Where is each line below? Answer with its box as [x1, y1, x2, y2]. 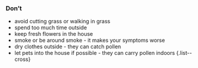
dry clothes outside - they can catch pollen [14, 43, 122, 50]
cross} [14, 55, 31, 63]
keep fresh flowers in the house [14, 30, 93, 38]
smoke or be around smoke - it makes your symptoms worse [14, 37, 166, 44]
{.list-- [176, 50, 192, 57]
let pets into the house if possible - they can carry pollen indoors [14, 50, 175, 57]
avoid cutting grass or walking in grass [14, 18, 111, 25]
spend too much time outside [14, 24, 87, 31]
